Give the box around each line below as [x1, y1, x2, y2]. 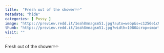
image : [5, 21, 19, 26]
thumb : [5, 26, 19, 30]
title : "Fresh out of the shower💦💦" [5, 7, 82, 12]
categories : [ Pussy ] [5, 16, 51, 21]
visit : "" [5, 30, 25, 35]
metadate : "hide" [5, 12, 41, 17]
